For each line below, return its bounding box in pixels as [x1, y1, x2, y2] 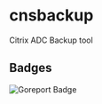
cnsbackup [9, 5, 94, 26]
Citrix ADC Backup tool [9, 35, 93, 45]
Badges [9, 60, 52, 76]
